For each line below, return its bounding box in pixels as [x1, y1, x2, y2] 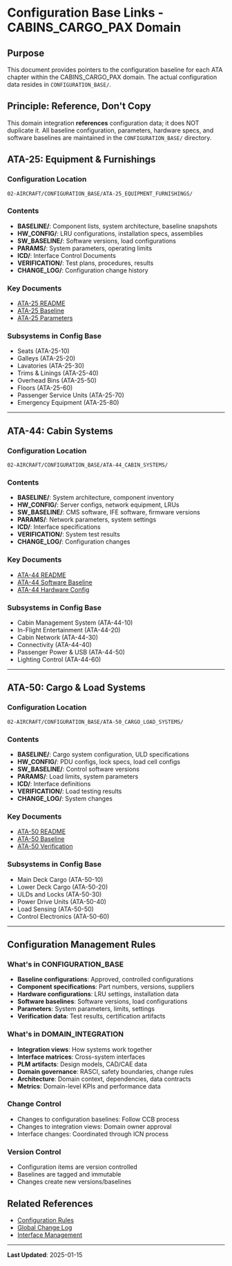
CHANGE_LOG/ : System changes [17, 794, 113, 802]
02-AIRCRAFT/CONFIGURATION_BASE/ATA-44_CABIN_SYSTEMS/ [7, 462, 168, 469]
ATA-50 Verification [17, 842, 73, 851]
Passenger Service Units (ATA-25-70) [17, 391, 124, 399]
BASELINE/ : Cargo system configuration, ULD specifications [17, 750, 190, 758]
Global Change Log [17, 1223, 72, 1231]
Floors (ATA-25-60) [17, 383, 73, 392]
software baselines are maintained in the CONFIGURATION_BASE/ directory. [7, 133, 212, 141]
